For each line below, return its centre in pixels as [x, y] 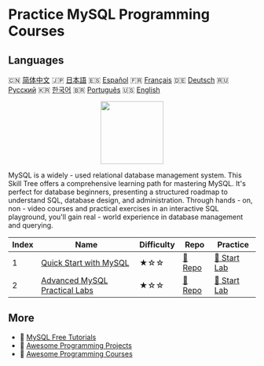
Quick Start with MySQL [85, 263]
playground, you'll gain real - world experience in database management [126, 217]
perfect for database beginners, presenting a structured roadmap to [118, 192]
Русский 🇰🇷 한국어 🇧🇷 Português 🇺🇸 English [84, 90]
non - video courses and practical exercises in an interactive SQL [114, 209]
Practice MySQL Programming [109, 15]
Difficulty [157, 245]
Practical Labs [68, 290]
